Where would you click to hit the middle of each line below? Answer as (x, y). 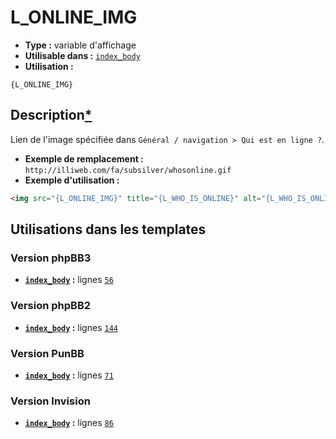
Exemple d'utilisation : (72, 180)
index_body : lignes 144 (71, 327)
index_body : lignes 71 (69, 375)
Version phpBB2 (51, 306)
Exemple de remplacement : (84, 158)
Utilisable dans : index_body (82, 55)
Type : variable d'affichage (80, 45)
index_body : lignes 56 (69, 280)
